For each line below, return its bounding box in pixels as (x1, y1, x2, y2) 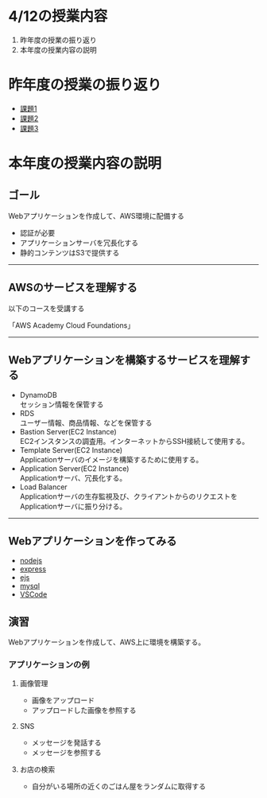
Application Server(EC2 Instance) (19, 463, 130, 473)
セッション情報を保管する (19, 399, 104, 409)
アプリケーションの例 (8, 660, 90, 671)
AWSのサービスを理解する (8, 281, 137, 294)
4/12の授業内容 (8, 7, 108, 25)
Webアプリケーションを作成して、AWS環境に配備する (8, 211, 185, 220)
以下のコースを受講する (8, 303, 85, 313)
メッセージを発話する (31, 738, 102, 748)
